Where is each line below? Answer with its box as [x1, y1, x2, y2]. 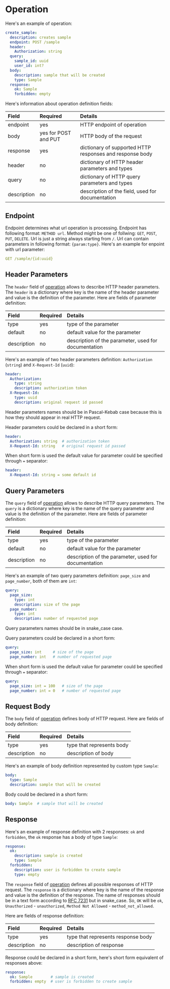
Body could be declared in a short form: [5, 791, 89, 797]
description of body [66, 750, 114, 757]
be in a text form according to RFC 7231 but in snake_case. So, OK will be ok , [5, 897, 163, 903]
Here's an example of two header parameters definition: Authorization [5, 356, 153, 362]
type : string [14, 381, 42, 386]
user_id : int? [14, 63, 44, 68]
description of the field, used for [80, 188, 157, 195]
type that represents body [66, 741, 129, 749]
